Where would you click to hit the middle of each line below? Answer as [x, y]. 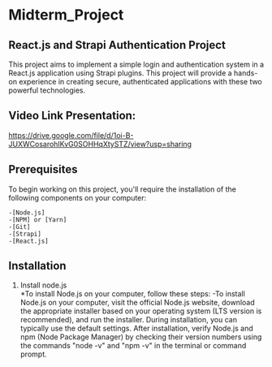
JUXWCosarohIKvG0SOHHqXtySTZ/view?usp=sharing [100, 144]
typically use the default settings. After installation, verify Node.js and [136, 328]
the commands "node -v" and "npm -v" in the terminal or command [133, 346]
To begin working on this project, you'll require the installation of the [123, 189]
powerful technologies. [47, 90]
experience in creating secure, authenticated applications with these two [140, 82]
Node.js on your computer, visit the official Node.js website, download [137, 303]
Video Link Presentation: [72, 116]
